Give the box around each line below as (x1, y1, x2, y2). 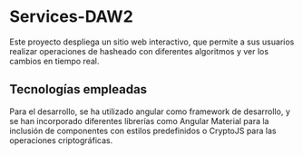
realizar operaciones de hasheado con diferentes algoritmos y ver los (9, 45, 269, 56)
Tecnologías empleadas (9, 82, 148, 97)
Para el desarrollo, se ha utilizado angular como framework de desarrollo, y (9, 106, 290, 117)
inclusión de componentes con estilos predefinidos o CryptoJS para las (9, 125, 277, 136)
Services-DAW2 (9, 6, 133, 27)
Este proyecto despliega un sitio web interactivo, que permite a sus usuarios (9, 36, 295, 47)
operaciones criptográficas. (9, 134, 113, 146)
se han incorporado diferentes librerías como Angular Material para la (9, 115, 269, 126)
